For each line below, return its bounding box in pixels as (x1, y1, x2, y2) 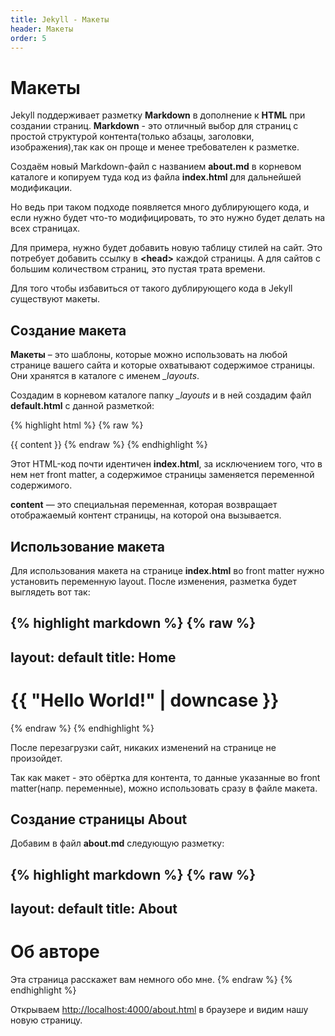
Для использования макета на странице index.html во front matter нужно (10, 564, 325, 576)
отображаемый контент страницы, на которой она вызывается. (10, 509, 282, 521)
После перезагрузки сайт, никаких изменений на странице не (10, 741, 277, 753)
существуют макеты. (10, 293, 101, 305)
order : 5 (10, 33, 47, 43)
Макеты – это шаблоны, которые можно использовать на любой (10, 349, 288, 361)
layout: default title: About (10, 901, 178, 918)
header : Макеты (10, 24, 74, 34)
